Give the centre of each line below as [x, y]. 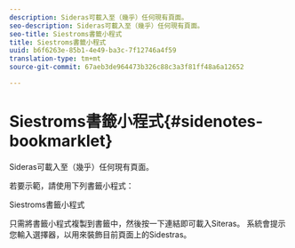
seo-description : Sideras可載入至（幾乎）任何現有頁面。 [107, 26]
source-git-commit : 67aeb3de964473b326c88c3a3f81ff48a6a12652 [127, 68]
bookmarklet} [61, 141]
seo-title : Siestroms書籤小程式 [66, 34]
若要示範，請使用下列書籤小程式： [72, 185]
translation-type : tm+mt [55, 59]
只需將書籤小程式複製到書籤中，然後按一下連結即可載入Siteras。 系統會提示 [147, 223]
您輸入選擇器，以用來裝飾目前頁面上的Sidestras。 [100, 234]
